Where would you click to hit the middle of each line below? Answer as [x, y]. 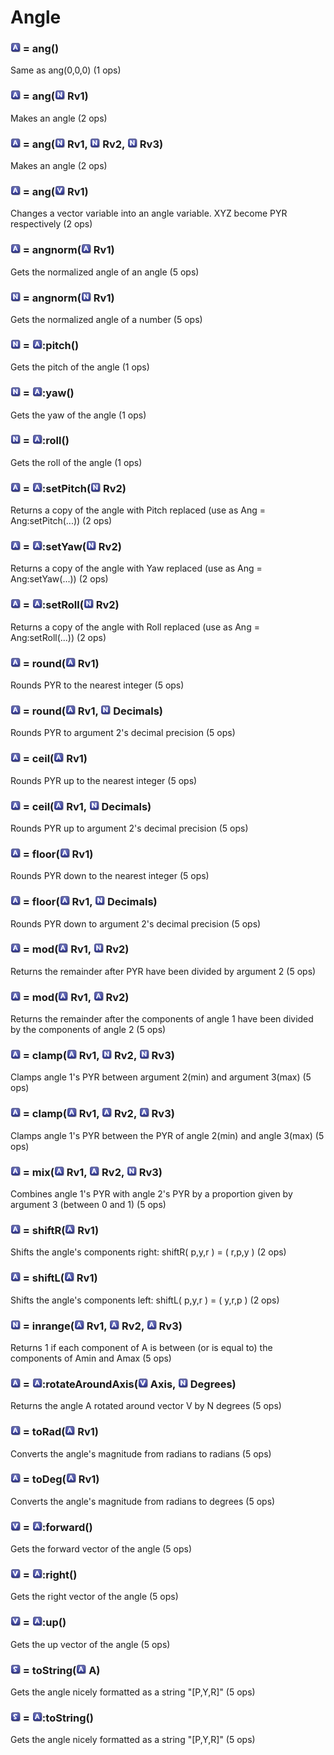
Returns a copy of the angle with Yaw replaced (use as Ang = [136, 568]
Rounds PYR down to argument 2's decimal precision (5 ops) [136, 923]
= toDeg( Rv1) [61, 1479]
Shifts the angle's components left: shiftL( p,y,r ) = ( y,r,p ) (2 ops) [145, 1300]
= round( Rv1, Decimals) [93, 711]
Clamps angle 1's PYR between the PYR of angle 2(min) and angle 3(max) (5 [167, 1135]
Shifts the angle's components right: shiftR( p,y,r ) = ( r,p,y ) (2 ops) [148, 1252]
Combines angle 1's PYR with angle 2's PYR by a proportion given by [151, 1194]
